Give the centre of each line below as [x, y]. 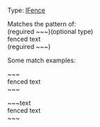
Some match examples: [41, 60]
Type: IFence [26, 10]
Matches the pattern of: [42, 24]
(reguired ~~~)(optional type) [50, 32]
